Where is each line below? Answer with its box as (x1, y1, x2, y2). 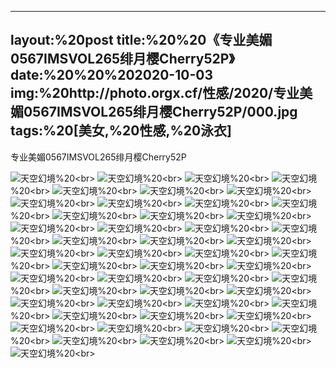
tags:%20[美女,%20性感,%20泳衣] (10, 122, 233, 140)
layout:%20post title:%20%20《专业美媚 (10, 32, 273, 49)
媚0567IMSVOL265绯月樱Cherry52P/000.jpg (10, 104, 298, 121)
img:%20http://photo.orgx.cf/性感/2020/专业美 (10, 85, 313, 102)
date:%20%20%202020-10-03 (10, 67, 213, 84)
